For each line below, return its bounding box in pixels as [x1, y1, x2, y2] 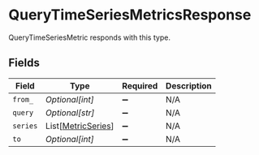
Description [165, 80, 213, 91]
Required [121, 80, 158, 91]
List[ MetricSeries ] [45, 120, 114, 131]
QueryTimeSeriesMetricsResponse [8, 6, 252, 24]
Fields [8, 56, 41, 70]
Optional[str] [45, 107, 95, 118]
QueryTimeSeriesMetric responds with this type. [8, 32, 171, 42]
